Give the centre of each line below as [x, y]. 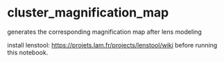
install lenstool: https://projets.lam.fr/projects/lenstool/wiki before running [112, 45]
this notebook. [28, 52]
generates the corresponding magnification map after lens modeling [105, 32]
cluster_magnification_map [88, 13]
